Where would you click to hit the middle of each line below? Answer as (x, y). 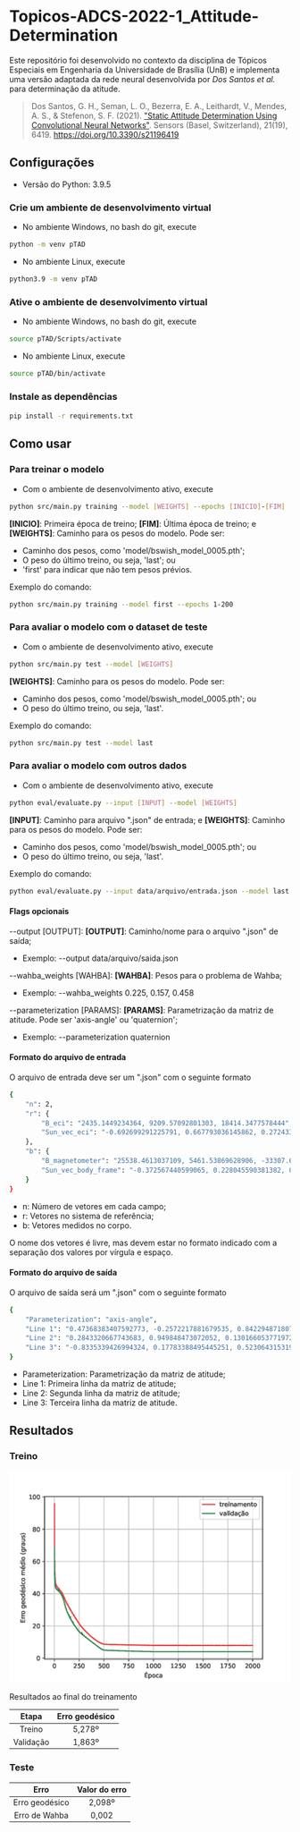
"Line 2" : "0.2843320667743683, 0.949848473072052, (123, 1338)
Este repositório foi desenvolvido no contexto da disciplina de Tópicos (138, 60)
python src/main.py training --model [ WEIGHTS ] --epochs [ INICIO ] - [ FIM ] (147, 506)
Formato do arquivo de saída (63, 1273)
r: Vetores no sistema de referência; (88, 1216)
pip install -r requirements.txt (71, 416)
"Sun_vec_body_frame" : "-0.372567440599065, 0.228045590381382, (163, 1170)
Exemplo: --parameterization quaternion (96, 1037)
